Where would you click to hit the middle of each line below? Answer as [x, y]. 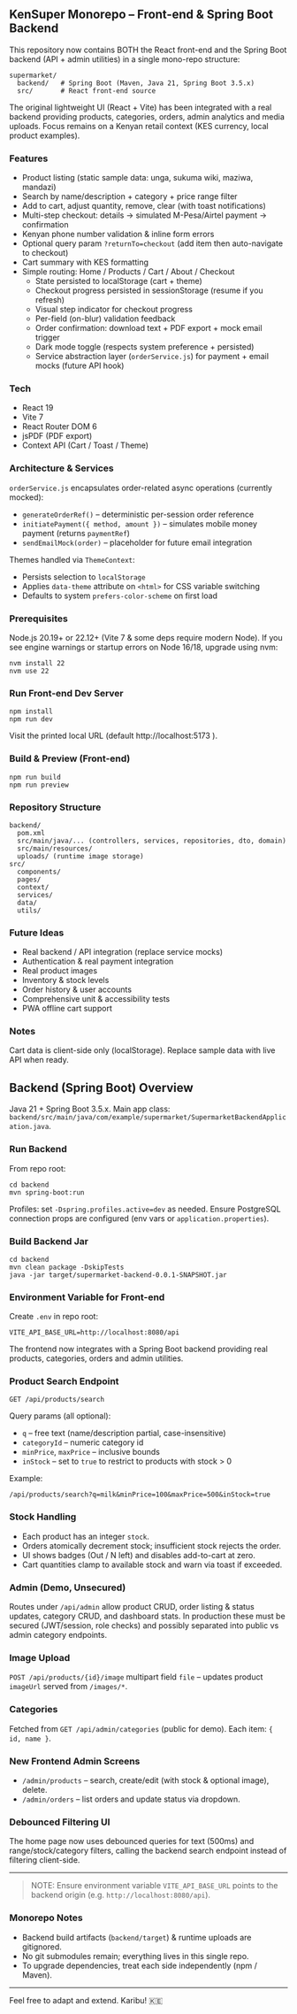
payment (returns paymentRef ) [76, 533]
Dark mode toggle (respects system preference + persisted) [145, 347]
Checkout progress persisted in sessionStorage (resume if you [149, 290]
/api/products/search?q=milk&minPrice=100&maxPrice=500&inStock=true [140, 1495]
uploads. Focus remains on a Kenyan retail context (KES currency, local [139, 126]
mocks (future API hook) [80, 365]
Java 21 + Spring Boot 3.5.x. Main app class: [90, 1109]
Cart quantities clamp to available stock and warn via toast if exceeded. [152, 1564]
